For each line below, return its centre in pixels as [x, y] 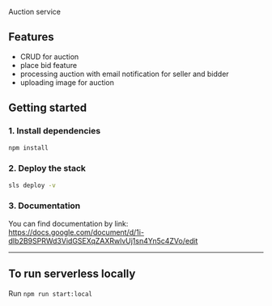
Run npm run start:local [51, 293]
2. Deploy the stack [47, 168]
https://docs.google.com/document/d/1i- [76, 232]
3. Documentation [45, 206]
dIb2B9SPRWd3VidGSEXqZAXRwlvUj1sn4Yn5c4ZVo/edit [103, 240]
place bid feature [49, 65]
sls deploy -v [32, 185]
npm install [28, 148]
